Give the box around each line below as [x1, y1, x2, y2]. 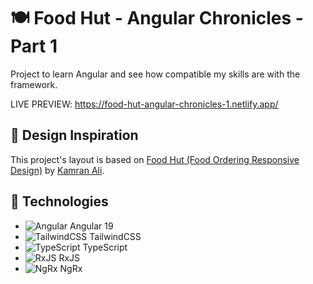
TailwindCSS [89, 230, 142, 242]
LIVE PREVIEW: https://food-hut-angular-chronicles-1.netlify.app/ [10, 98, 279, 110]
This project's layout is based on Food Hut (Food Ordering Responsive [10, 153, 300, 165]
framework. [10, 78, 58, 90]
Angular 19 [69, 220, 114, 232]
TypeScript [82, 241, 128, 253]
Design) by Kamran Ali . [10, 164, 105, 176]
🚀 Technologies [10, 193, 109, 210]
